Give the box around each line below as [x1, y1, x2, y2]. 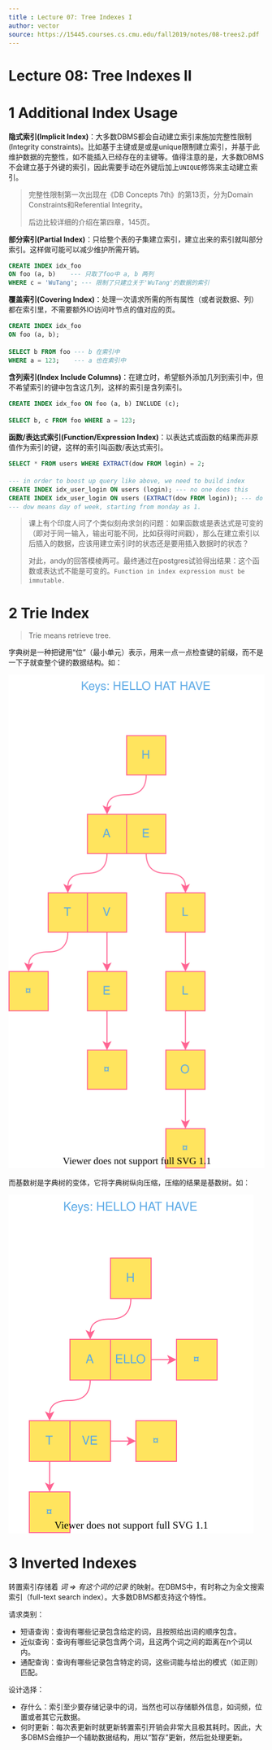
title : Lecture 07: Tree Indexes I [8, 13, 132, 21]
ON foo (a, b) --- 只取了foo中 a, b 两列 [8, 270, 154, 278]
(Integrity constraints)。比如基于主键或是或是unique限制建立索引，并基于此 [8, 142, 261, 151]
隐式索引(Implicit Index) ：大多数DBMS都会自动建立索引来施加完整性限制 [8, 131, 252, 142]
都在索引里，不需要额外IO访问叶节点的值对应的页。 [8, 305, 180, 315]
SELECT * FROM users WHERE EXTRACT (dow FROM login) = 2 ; [8, 460, 205, 468]
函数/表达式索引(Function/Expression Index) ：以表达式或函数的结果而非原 [8, 432, 258, 443]
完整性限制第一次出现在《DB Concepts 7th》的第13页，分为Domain [28, 190, 253, 199]
